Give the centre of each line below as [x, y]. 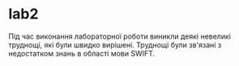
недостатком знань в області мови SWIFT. [82, 53]
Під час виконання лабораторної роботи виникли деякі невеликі [119, 36]
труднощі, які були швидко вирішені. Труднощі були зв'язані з [115, 44]
